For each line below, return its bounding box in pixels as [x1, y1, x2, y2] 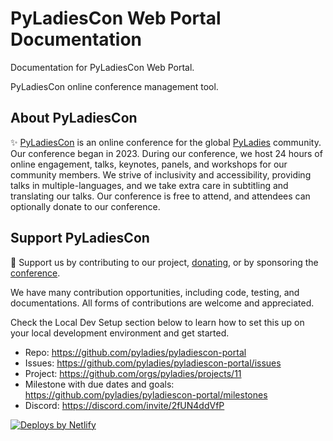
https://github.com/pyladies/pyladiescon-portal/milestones [24, 388, 268, 401]
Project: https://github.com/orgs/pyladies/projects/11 [24, 367, 242, 379]
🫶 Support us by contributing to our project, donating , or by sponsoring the [10, 256, 319, 268]
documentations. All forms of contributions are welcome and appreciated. [10, 297, 315, 309]
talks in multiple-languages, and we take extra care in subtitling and [10, 179, 289, 191]
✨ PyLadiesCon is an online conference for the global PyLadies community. [10, 136, 322, 148]
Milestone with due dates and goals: [24, 378, 175, 390]
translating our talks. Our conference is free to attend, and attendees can [10, 190, 311, 202]
